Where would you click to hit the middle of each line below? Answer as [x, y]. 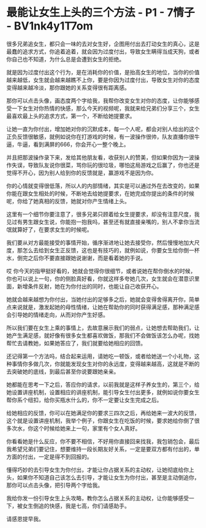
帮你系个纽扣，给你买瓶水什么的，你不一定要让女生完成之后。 [84, 400]
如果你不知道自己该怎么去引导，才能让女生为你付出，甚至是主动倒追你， [108, 477]
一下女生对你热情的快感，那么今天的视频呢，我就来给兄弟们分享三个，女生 [105, 108]
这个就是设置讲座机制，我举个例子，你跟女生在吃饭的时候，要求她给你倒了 [100, 421]
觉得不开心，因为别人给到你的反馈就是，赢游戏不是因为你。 [82, 173]
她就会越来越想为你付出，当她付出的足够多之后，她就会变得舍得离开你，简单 [103, 299]
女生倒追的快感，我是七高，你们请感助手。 [76, 506]
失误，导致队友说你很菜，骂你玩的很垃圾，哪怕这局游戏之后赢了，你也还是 [105, 165]
